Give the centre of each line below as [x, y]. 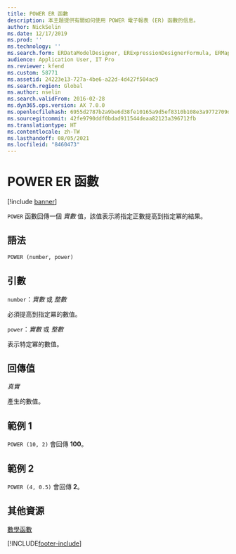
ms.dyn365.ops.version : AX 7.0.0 [56, 106]
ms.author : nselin [34, 92]
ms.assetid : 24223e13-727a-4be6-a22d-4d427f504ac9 [83, 79]
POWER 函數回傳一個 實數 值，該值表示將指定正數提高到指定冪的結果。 [107, 216]
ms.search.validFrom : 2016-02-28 [56, 99]
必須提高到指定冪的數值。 [44, 314]
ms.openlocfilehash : [38, 112]
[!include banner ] [32, 202]
